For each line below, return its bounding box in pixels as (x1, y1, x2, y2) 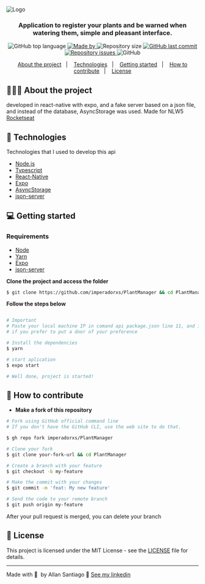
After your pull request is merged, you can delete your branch (6, 513, 162, 520)
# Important (6, 318, 37, 324)
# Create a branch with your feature (6, 462, 103, 469)
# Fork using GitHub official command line (6, 418, 119, 425)
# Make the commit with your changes (6, 480, 103, 486)
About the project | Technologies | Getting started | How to (17, 61, 188, 68)
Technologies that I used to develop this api (6, 148, 116, 155)
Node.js (15, 159, 35, 167)
